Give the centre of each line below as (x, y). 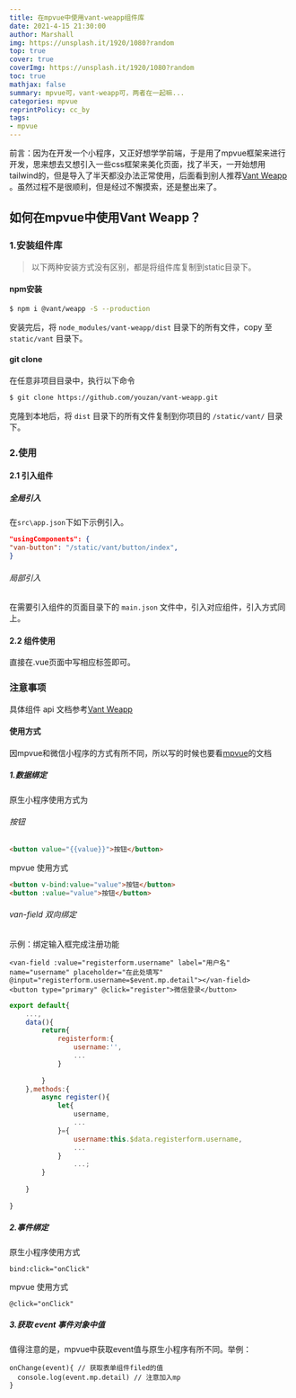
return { (56, 1030)
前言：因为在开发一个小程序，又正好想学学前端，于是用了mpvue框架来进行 (148, 153)
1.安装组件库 (36, 245)
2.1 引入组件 (31, 476)
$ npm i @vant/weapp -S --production (80, 308)
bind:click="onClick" (50, 1269)
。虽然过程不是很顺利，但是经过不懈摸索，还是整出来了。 (115, 187)
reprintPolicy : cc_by (50, 110)
